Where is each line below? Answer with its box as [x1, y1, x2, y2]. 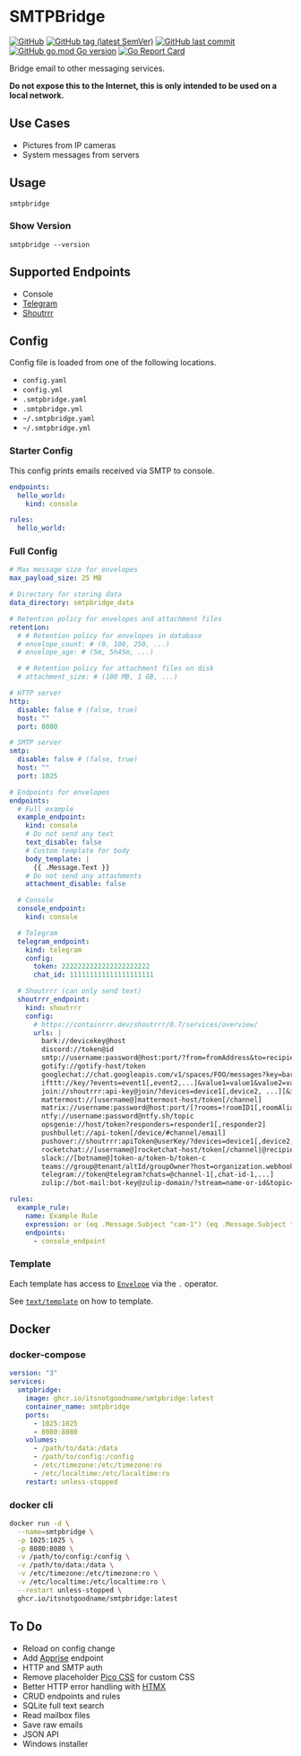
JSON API [21, 1728, 60, 1739]
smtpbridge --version [9, 240, 90, 249]
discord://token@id [41, 1045, 115, 1054]
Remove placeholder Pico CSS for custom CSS [21, 1672, 195, 1682]
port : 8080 [17, 722, 58, 731]
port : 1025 [17, 771, 58, 780]
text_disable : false [25, 838, 102, 847]
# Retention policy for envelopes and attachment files [9, 614, 222, 623]
